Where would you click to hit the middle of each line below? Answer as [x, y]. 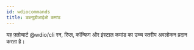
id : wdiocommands [28, 12]
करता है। [16, 41]
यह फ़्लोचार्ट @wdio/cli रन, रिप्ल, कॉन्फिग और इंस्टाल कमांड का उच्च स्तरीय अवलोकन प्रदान [97, 34]
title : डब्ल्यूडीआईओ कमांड [34, 17]
